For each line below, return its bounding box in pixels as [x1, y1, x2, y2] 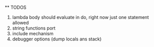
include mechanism [12, 31, 54, 36]
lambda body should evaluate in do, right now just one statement [12, 14, 149, 20]
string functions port [12, 25, 56, 31]
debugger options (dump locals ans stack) [12, 36, 102, 42]
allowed [12, 20, 29, 26]
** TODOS [5, 5, 27, 10]
